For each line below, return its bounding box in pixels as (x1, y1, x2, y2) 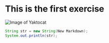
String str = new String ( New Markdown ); (5, 29, 89, 33)
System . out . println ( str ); (5, 33, 57, 38)
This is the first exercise (5, 3, 105, 14)
